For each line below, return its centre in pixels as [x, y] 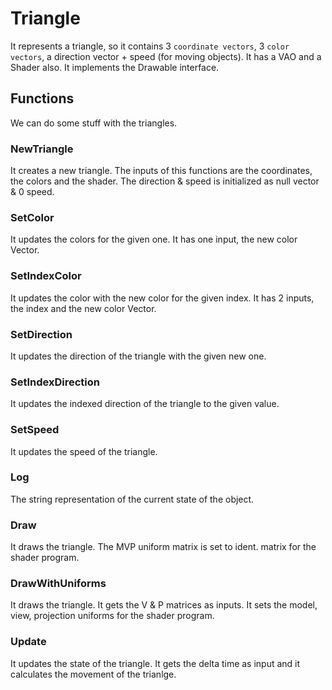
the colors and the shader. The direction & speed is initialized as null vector [165, 181]
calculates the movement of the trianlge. [93, 674]
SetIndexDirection [55, 382]
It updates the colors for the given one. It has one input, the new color [154, 239]
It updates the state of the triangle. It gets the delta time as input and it [155, 663]
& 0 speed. [32, 192]
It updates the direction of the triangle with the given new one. [138, 356]
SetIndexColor [46, 276]
